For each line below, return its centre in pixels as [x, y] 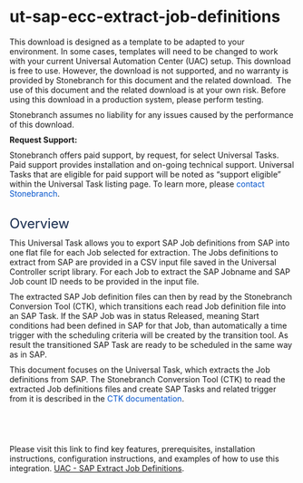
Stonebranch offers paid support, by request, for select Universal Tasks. [144, 155]
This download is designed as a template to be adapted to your [127, 42]
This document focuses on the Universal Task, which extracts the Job [140, 370]
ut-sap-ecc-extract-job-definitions [145, 17]
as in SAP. [28, 354]
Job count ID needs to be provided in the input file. [104, 281]
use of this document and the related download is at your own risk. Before [148, 90]
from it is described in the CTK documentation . [97, 398]
